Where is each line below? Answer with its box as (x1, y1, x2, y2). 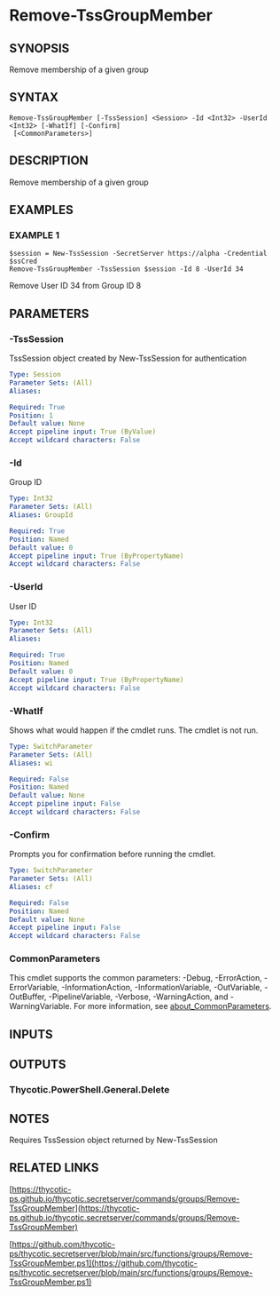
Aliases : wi (9, 759, 53, 767)
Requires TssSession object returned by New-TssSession (9, 1134, 219, 1145)
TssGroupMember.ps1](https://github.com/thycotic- (9, 1258, 198, 1268)
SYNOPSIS (9, 41, 70, 56)
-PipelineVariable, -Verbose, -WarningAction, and (48, 991, 229, 1002)
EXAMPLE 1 (9, 228, 60, 241)
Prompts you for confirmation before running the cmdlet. (9, 849, 216, 860)
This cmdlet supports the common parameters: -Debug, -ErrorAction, (9, 973, 263, 983)
